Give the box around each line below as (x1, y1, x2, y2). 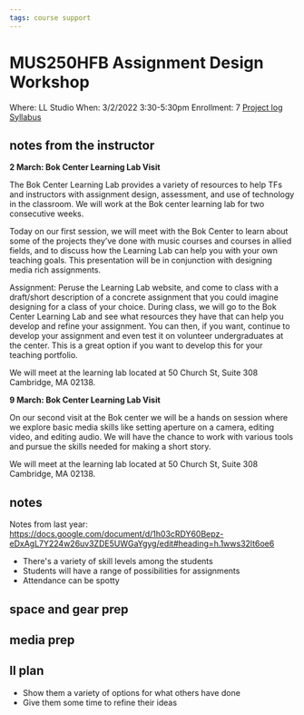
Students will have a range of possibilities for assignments (22, 565, 240, 577)
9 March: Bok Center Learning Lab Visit (9, 394, 161, 405)
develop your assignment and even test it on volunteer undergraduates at (9, 331, 284, 342)
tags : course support (9, 13, 92, 23)
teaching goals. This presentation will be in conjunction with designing (9, 255, 272, 266)
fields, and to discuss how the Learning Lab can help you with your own (9, 245, 279, 256)
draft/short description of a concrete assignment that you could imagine (9, 292, 279, 303)
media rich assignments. (9, 264, 102, 275)
